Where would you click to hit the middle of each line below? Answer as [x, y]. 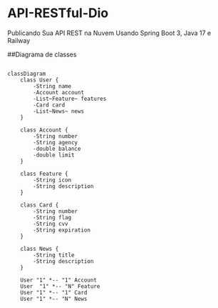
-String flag [52, 217]
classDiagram [27, 74]
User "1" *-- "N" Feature [60, 286]
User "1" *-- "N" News [54, 299]
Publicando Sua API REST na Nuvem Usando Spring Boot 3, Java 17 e [109, 33]
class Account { [45, 130]
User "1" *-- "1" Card [54, 292]
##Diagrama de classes [42, 54]
